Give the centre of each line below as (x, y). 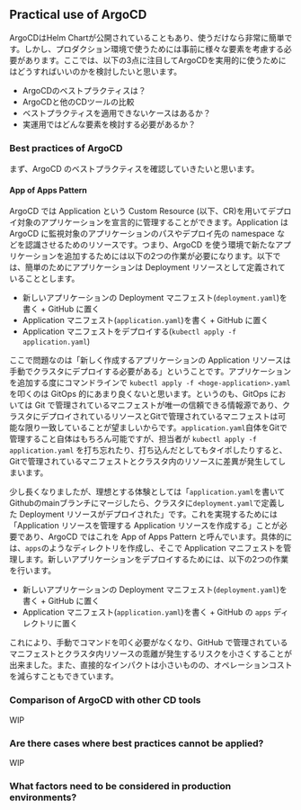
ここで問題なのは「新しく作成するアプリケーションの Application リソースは (150, 360)
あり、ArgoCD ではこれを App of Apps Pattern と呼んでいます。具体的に (159, 537)
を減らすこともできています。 (64, 676)
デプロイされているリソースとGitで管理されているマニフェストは (159, 417)
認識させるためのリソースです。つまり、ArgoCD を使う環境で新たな (150, 245)
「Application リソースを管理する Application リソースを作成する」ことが (145, 526)
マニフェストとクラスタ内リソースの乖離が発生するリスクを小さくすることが (151, 654)
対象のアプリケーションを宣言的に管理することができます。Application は (153, 222)
